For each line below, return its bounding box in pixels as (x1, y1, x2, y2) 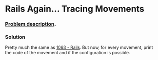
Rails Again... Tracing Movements (5, 3, 145, 15)
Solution (5, 34, 26, 41)
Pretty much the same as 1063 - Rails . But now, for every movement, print (5, 45, 153, 50)
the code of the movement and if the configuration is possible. (5, 50, 130, 56)
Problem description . (5, 21, 56, 28)
